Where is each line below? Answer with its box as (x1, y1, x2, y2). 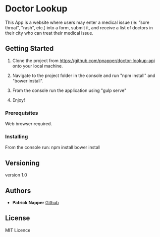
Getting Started (5, 44, 54, 53)
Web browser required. (5, 121, 52, 127)
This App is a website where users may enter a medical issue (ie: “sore (5, 19, 150, 25)
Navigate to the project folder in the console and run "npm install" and (12, 73, 156, 79)
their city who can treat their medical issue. (5, 30, 94, 36)
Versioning (5, 158, 40, 167)
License (5, 214, 30, 223)
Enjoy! (12, 97, 25, 103)
